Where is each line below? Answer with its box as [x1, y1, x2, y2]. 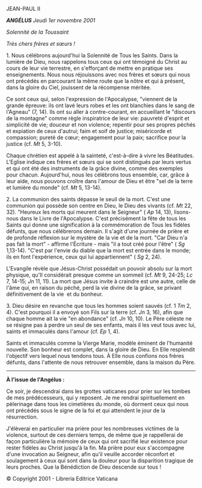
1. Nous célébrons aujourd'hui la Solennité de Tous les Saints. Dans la [6, 52, 179, 59]
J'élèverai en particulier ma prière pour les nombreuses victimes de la [6, 425, 179, 432]
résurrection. [6, 413, 38, 421]
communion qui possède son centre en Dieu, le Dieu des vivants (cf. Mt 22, [6, 202, 192, 209]
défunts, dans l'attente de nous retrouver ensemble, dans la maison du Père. [6, 358, 196, 366]
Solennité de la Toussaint [6, 28, 69, 36]
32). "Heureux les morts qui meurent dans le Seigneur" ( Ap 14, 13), [6, 208, 173, 216]
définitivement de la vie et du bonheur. [6, 290, 103, 298]
